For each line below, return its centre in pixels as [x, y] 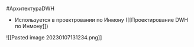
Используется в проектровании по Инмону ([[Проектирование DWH [101, 20]
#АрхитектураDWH [30, 9]
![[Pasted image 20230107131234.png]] [54, 37]
